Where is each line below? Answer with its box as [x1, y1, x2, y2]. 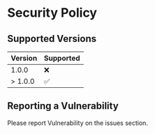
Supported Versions [7, 33, 96, 45]
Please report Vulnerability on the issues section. [7, 119, 149, 127]
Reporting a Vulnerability [7, 100, 119, 112]
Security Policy [7, 5, 98, 21]
